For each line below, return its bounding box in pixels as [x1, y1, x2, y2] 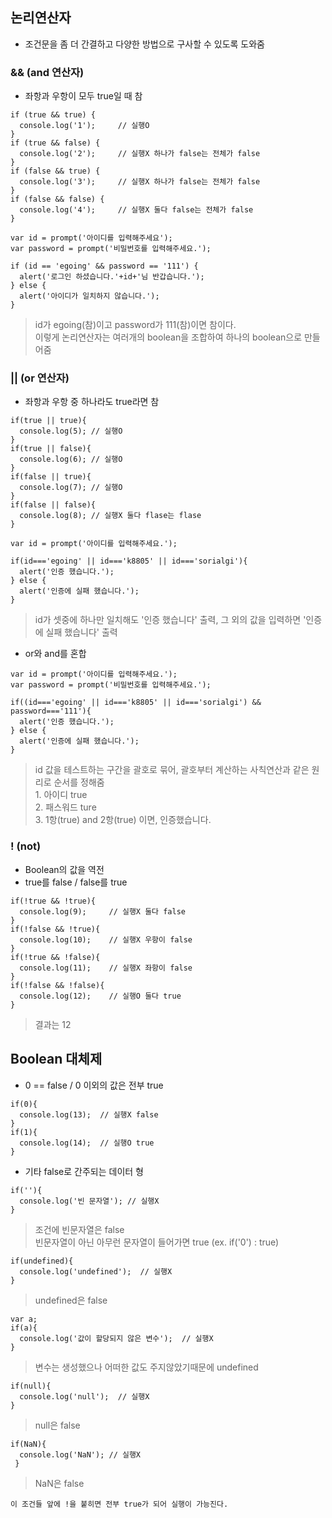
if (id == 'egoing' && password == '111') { [10, 261, 199, 272]
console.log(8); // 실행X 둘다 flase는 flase [19, 511, 202, 521]
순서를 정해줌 [53, 776, 105, 788]
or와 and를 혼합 [24, 648, 87, 660]
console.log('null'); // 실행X [19, 1391, 150, 1402]
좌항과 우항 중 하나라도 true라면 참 [24, 396, 160, 408]
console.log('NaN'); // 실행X [19, 1449, 142, 1460]
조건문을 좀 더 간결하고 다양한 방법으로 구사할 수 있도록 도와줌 [24, 38, 265, 50]
